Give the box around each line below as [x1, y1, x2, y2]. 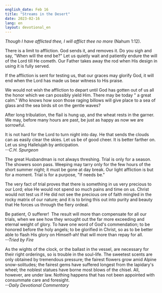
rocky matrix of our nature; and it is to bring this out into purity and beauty [5, 197, 153, 202]
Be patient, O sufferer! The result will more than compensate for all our [5, 211, 147, 217]
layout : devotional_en [5, 25, 51, 30]
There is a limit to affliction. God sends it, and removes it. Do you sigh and [5, 48, 152, 54]
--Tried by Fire [5, 237, 34, 243]
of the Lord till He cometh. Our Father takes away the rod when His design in [5, 58, 158, 64]
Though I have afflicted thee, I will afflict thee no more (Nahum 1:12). [5, 38, 141, 44]
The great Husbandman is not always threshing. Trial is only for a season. [5, 156, 151, 162]
